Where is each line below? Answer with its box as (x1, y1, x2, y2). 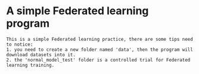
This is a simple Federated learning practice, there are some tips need (6, 36, 194, 42)
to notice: (6, 41, 33, 47)
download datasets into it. (6, 52, 76, 57)
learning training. (6, 62, 55, 68)
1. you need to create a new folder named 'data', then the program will (6, 46, 194, 53)
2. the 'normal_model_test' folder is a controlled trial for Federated (6, 57, 191, 63)
